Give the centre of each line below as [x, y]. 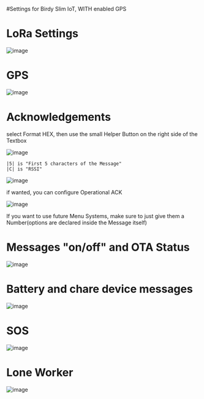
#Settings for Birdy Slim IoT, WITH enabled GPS [66, 9]
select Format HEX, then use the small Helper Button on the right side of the [102, 134]
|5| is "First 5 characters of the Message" [64, 164]
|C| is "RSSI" [25, 169]
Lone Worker [40, 372]
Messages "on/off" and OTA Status [98, 247]
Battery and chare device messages [100, 289]
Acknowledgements [59, 117]
